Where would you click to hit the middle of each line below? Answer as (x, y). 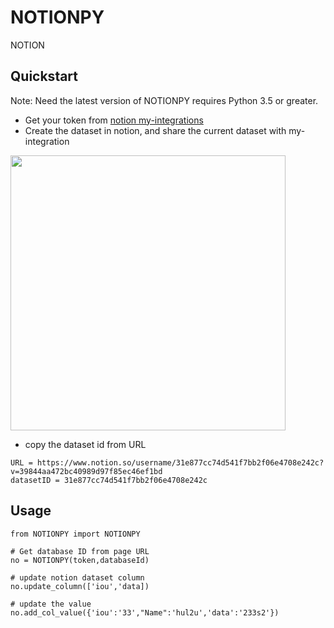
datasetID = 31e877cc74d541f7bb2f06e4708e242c (109, 480)
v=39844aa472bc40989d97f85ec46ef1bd (86, 471)
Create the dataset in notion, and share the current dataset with (155, 130)
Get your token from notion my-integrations (114, 120)
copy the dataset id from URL (85, 444)
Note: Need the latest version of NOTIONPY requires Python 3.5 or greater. (164, 100)
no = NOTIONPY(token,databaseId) (80, 560)
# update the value (51, 604)
